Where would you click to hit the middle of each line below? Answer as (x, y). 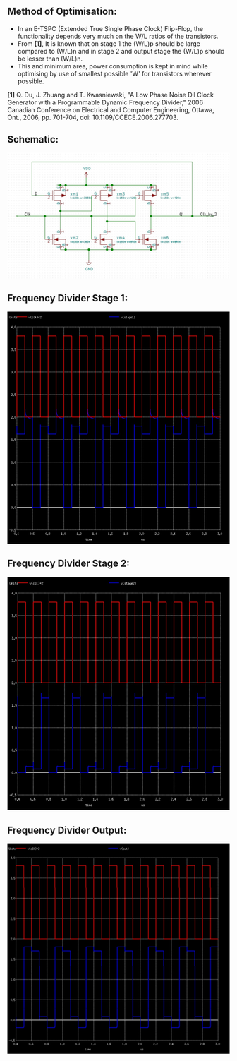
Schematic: (33, 139)
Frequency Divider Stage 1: (68, 298)
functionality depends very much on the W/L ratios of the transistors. (118, 36)
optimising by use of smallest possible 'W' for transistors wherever (114, 73)
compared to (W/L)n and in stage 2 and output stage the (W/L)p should (121, 51)
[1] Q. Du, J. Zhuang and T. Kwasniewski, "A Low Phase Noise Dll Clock (110, 95)
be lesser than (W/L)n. (50, 59)
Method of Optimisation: (62, 12)
